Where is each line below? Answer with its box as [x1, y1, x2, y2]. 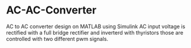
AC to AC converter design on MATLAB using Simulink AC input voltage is [6, 23, 186, 30]
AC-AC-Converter [6, 4, 96, 17]
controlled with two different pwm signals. [6, 35, 108, 42]
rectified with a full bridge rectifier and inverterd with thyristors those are [6, 29, 183, 36]
